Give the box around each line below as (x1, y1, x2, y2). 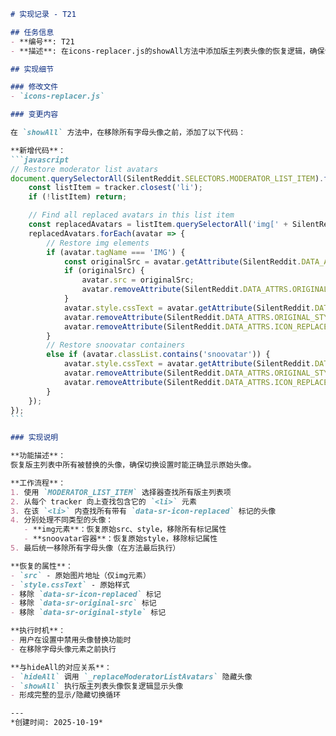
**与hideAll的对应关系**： (10, 662, 112, 672)
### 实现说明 (10, 433, 59, 443)
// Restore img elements (46, 238, 150, 248)
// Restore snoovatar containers (46, 340, 186, 350)
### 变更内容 (10, 110, 59, 120)
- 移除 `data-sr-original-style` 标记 (10, 608, 167, 618)
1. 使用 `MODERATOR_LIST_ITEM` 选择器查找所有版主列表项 (10, 487, 232, 497)
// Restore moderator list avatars (10, 164, 159, 174)
